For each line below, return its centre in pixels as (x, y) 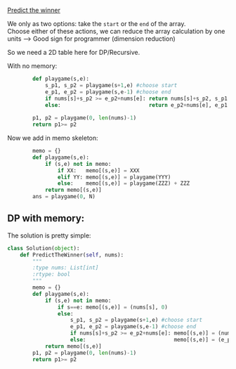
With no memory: (32, 66)
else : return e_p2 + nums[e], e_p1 (136, 105)
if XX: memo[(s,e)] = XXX (98, 170)
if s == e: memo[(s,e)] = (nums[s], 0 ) (113, 307)
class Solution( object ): (44, 248)
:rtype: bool (52, 274)
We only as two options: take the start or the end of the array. (97, 24)
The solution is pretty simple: (49, 235)
